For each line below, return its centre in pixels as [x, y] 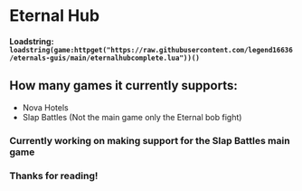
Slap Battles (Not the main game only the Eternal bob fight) [132, 117]
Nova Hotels [46, 107]
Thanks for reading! [54, 176]
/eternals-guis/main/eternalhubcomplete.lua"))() [105, 58]
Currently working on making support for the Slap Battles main [150, 140]
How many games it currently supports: [123, 86]
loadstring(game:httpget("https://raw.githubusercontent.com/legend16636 [151, 50]
